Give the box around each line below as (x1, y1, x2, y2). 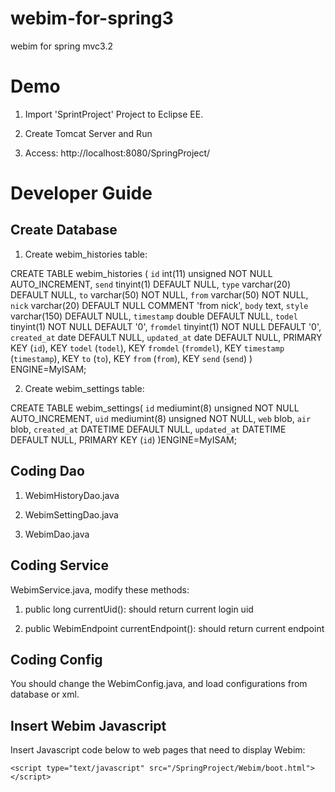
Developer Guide (10, 182, 153, 205)
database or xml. (10, 688, 80, 701)
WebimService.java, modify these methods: (10, 583, 190, 596)
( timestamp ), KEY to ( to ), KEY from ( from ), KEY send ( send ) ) (10, 352, 253, 364)
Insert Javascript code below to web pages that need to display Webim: (10, 744, 306, 756)
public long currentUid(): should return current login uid (24, 603, 254, 615)
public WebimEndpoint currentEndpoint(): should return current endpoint (24, 622, 325, 634)
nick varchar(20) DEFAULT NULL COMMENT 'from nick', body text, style (10, 299, 309, 311)
